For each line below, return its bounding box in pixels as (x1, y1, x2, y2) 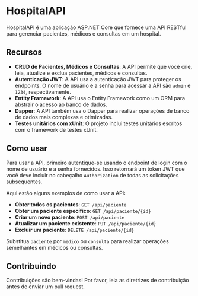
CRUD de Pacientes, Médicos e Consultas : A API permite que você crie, (14, 63, 193, 70)
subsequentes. (6, 178, 43, 185)
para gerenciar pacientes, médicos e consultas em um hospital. (6, 30, 161, 37)
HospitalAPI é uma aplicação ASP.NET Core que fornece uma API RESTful (6, 24, 187, 31)
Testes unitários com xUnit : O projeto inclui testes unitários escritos (14, 120, 183, 127)
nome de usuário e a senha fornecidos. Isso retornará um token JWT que (6, 165, 185, 173)
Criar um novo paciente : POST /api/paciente (14, 214, 125, 221)
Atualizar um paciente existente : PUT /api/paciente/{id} (14, 219, 157, 227)
